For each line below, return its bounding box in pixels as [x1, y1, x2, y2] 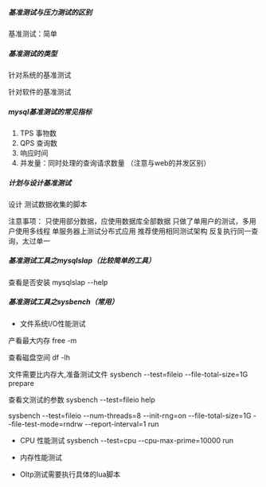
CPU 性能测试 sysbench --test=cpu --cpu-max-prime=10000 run [19, 435, 233, 445]
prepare [8, 378, 34, 388]
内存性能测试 [19, 452, 62, 462]
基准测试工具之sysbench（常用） [8, 297, 119, 306]
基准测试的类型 [8, 49, 57, 58]
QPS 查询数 [19, 138, 58, 147]
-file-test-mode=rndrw [8, 419, 84, 429]
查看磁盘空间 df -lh [8, 353, 70, 362]
